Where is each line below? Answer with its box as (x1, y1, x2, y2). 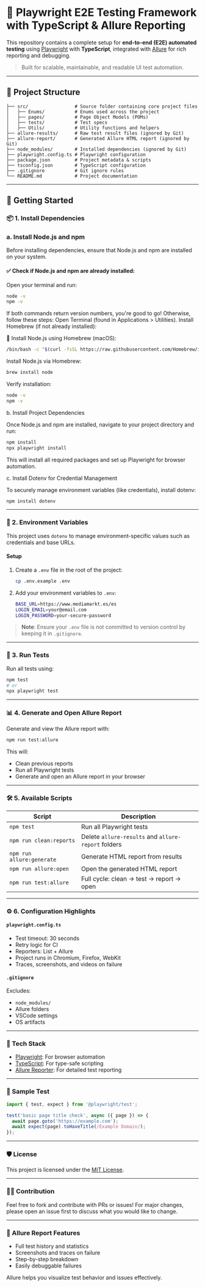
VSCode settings (15, 1012, 58, 1020)
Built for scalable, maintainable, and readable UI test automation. (21, 64, 184, 71)
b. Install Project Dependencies (6, 409, 85, 416)
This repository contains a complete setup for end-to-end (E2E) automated (6, 39, 197, 46)
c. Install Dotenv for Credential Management (6, 474, 118, 482)
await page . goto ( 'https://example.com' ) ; (12, 1118, 119, 1124)
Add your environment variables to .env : (15, 589, 117, 596)
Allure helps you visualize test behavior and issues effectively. (6, 1274, 162, 1281)
